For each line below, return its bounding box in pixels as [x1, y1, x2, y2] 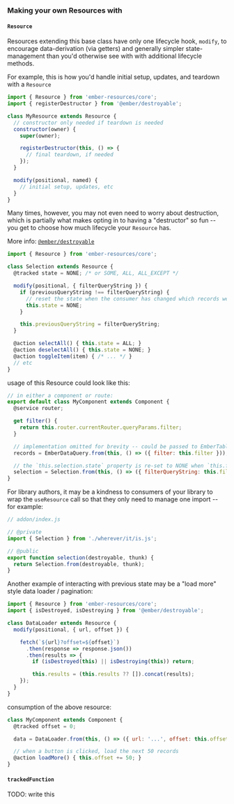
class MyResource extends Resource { [7, 112, 117, 120]
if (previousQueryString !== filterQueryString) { [19, 289, 170, 296]
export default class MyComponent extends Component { [7, 398, 170, 406]
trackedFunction [7, 776, 54, 783]
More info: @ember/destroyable [7, 237, 95, 245]
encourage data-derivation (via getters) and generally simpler [7, 45, 185, 53]
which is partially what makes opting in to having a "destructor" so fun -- [7, 216, 217, 225]
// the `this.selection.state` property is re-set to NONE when [13, 462, 204, 469]
